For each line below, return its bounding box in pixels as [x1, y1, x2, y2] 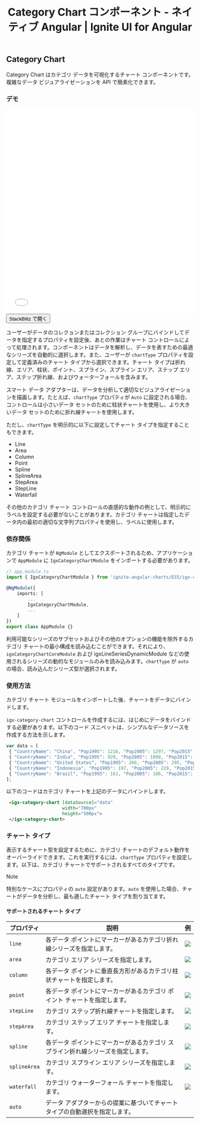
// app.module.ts [6, 569, 49, 575]
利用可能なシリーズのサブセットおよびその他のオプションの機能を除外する [6, 635, 189, 642]
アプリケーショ [157, 549, 193, 557]
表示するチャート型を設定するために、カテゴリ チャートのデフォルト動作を [6, 846, 190, 853]
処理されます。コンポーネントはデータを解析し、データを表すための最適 [16, 343, 193, 350]
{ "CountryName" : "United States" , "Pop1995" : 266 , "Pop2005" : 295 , [8, 759, 183, 766]
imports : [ [17, 591, 44, 597]
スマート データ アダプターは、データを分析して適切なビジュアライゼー [6, 386, 180, 393]
